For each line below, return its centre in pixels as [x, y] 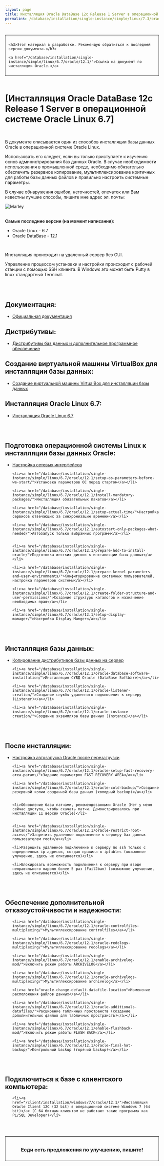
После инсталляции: [38, 746]
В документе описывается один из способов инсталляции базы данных [80, 142]
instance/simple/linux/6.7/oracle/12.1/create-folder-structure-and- [84, 593]
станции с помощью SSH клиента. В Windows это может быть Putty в [78, 269]
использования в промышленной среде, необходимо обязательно [75, 167]
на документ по [126, 62]
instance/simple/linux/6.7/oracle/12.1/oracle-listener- [71, 691]
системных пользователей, [128, 576]
